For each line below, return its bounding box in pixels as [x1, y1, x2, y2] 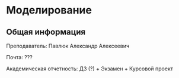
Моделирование [6, 4, 92, 17]
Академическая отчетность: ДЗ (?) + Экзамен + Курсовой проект [6, 65, 174, 72]
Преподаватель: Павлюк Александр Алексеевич [6, 42, 130, 49]
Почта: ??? [6, 54, 33, 60]
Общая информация [6, 27, 86, 37]
